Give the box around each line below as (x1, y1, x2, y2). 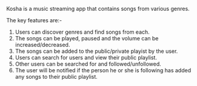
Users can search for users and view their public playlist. (15, 54, 158, 61)
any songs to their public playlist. (15, 73, 98, 80)
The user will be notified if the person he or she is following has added (15, 67, 192, 74)
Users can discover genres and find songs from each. (15, 28, 150, 35)
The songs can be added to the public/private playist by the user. (15, 48, 178, 55)
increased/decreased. (15, 41, 70, 48)
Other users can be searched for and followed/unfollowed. (15, 60, 162, 67)
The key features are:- (6, 17, 62, 23)
